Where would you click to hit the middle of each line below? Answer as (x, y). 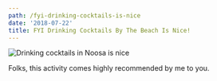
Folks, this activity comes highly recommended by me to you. (109, 68)
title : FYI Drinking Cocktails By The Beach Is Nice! (100, 30)
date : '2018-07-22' (41, 23)
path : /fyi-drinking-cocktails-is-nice (75, 15)
